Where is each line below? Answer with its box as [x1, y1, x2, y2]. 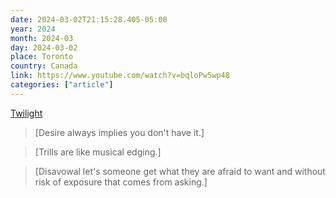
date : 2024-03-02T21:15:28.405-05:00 [10, 14, 168, 25]
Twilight [10, 107, 43, 119]
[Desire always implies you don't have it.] [34, 126, 205, 138]
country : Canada [10, 61, 78, 71]
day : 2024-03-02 [10, 42, 78, 53]
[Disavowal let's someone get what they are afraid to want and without [34, 165, 326, 177]
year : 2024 [10, 24, 56, 34]
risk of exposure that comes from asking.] [34, 176, 208, 188]
